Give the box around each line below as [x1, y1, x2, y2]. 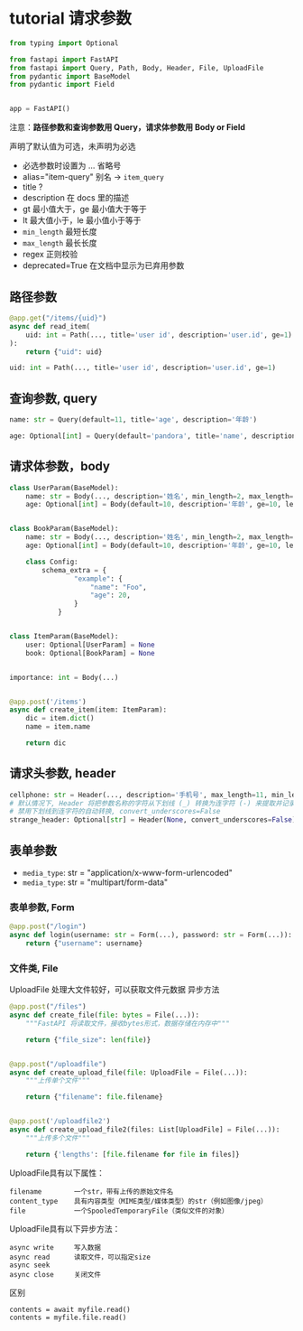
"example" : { [73, 574, 124, 583]
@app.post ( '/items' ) [9, 697, 87, 706]
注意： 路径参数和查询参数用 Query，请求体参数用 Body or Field [9, 122, 246, 133]
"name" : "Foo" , [89, 582, 147, 591]
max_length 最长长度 [22, 237, 97, 248]
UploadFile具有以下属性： [9, 1167, 106, 1178]
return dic [25, 739, 67, 748]
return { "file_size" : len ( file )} [25, 1035, 151, 1044]
